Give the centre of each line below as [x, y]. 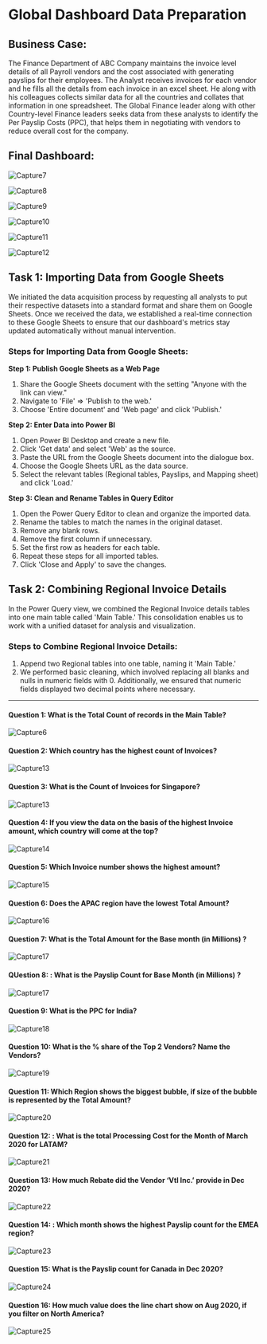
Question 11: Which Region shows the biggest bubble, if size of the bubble [133, 1091]
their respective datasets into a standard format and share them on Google [130, 305]
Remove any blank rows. [60, 530]
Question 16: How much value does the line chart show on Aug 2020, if [128, 1305]
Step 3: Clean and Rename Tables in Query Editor [91, 498]
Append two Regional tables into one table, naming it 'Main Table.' [128, 664]
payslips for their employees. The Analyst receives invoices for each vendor [132, 80]
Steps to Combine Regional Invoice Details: [93, 646]
